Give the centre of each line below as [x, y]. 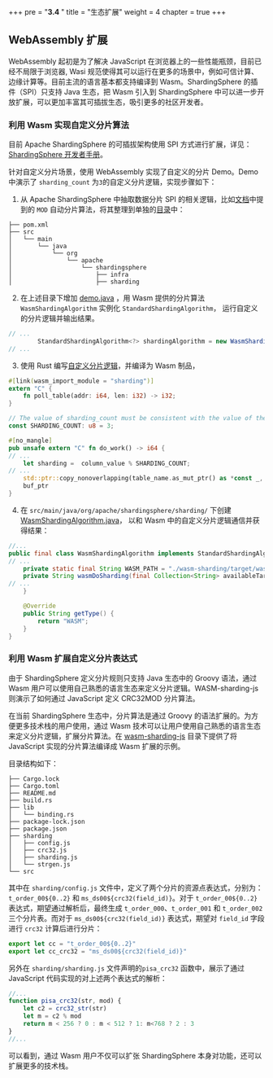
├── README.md [32, 793]
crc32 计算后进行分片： [63, 928]
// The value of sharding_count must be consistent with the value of [130, 418]
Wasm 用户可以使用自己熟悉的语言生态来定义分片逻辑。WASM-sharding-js [133, 688]
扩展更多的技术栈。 [41, 1066]
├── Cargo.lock [34, 779]
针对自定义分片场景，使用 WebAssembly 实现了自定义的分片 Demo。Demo [133, 172]
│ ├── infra [69, 275]
